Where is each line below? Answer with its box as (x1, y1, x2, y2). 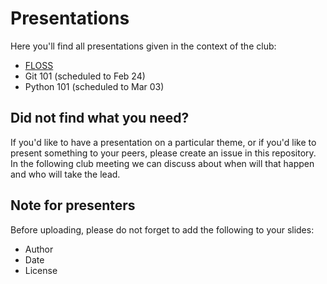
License (24, 264, 58, 276)
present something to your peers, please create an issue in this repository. (10, 147, 317, 159)
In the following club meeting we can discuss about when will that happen (10, 157, 315, 169)
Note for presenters (10, 197, 136, 214)
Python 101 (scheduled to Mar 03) (24, 80, 165, 92)
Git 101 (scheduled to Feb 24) (24, 70, 146, 82)
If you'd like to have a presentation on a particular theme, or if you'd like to (10, 136, 317, 148)
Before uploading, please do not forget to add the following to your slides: (10, 223, 315, 236)
